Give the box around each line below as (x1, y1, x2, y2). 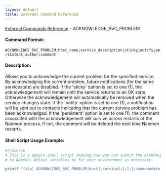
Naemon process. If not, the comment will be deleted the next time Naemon (5, 121, 160, 127)
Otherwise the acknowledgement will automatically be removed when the (5, 94, 155, 100)
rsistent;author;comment (5, 52, 56, 57)
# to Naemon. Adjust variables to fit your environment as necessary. (5, 157, 154, 162)
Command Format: (5, 37, 44, 43)
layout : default (5, 7, 39, 12)
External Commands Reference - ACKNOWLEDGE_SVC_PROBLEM (5, 25, 140, 31)
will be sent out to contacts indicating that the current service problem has (5, 105, 157, 111)
